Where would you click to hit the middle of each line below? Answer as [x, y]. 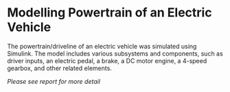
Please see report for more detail [54, 81]
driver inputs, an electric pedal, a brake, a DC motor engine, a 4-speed [107, 60]
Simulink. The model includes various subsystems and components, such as [115, 54]
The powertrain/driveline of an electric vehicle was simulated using [102, 46]
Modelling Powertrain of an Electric [110, 13]
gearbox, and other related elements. [59, 68]
